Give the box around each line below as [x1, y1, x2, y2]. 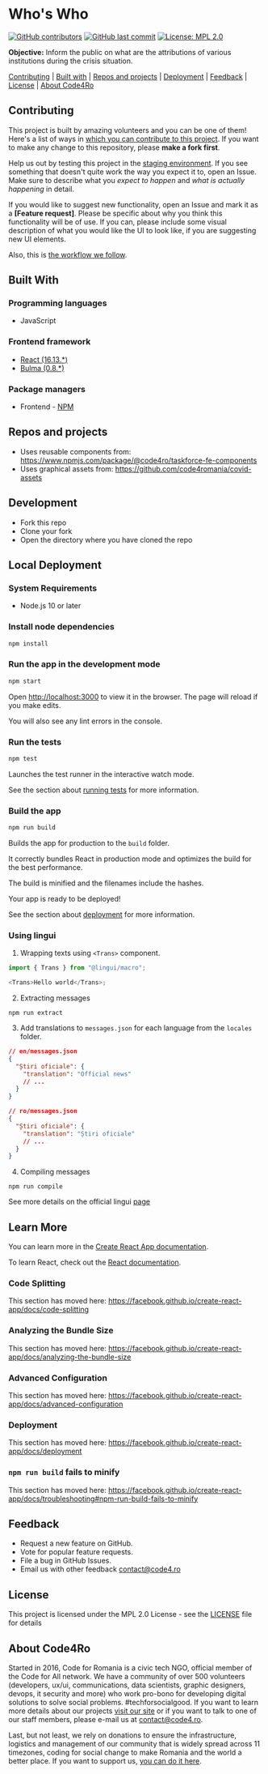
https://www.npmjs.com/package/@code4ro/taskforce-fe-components [19, 455, 258, 465]
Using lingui [8, 929, 57, 940]
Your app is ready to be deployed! [8, 894, 121, 904]
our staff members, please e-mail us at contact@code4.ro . [8, 1715, 203, 1725]
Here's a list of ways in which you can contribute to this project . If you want [8, 134, 259, 143]
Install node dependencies [8, 621, 115, 633]
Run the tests [8, 736, 62, 748]
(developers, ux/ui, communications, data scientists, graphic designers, [8, 1680, 246, 1690]
